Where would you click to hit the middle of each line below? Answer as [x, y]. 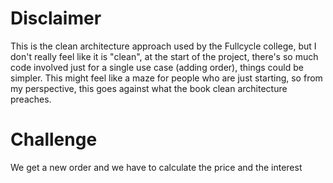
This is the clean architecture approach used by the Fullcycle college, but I [163, 46]
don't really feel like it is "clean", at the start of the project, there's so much [164, 56]
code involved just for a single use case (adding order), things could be [157, 67]
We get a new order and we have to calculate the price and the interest [156, 167]
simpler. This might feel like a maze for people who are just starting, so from [166, 78]
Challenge [54, 139]
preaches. [31, 99]
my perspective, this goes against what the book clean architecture [149, 88]
